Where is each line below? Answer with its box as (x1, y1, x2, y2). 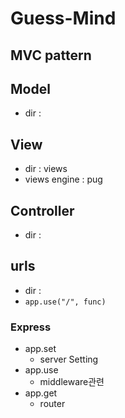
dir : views (24, 163, 68, 175)
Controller (10, 202, 75, 219)
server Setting (39, 353, 99, 366)
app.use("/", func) (24, 297, 107, 307)
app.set (24, 343, 57, 355)
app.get (24, 387, 58, 399)
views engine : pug (24, 173, 103, 186)
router (39, 398, 66, 410)
